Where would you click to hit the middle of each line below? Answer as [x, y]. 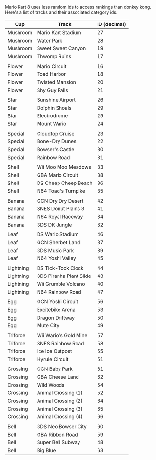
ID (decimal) [112, 24]
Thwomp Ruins [54, 57]
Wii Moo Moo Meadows [64, 167]
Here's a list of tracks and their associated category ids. [61, 12]
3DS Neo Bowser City [62, 426]
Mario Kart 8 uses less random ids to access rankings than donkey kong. [78, 7]
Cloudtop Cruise [56, 133]
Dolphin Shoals [54, 108]
